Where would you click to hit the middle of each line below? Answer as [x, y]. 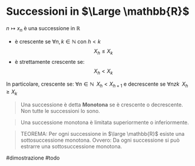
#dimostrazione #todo [33, 158]
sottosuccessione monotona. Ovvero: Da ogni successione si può [100, 140]
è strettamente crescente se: [49, 61]
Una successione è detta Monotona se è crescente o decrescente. [102, 105]
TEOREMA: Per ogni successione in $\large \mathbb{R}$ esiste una [103, 134]
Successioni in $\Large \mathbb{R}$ [98, 12]
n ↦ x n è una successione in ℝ [43, 29]
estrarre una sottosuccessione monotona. [71, 146]
